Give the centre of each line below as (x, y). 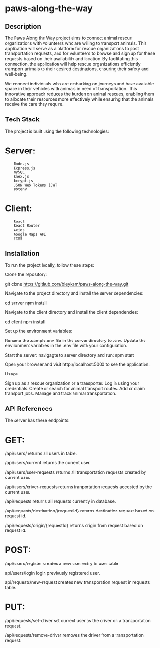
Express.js (25, 168)
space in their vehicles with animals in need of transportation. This (71, 89)
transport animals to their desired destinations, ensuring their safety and (77, 69)
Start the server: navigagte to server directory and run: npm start (70, 355)
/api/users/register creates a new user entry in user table (62, 563)
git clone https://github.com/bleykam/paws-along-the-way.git (67, 284)
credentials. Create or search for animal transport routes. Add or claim (75, 388)
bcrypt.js (24, 181)
